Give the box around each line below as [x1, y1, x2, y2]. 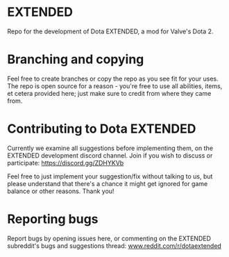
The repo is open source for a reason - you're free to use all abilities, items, [7, 81, 223, 90]
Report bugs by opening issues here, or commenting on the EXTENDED [7, 234, 212, 242]
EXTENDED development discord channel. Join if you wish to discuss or [7, 151, 213, 160]
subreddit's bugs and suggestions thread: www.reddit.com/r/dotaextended [7, 241, 222, 250]
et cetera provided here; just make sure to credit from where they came [7, 89, 212, 97]
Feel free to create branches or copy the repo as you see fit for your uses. [7, 74, 219, 83]
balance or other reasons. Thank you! [7, 187, 114, 195]
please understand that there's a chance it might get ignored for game [7, 179, 208, 188]
